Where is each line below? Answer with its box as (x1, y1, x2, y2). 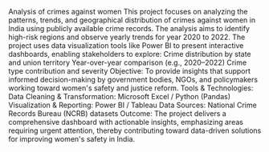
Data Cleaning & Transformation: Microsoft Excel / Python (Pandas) (8, 92, 231, 101)
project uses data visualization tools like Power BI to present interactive (8, 41, 244, 50)
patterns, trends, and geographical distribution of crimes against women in (8, 15, 255, 25)
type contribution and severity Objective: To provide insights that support (8, 66, 251, 75)
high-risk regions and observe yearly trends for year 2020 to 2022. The (8, 32, 246, 42)
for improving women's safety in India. (8, 134, 135, 143)
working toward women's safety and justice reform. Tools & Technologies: (8, 83, 254, 93)
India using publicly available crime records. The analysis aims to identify (8, 24, 251, 33)
